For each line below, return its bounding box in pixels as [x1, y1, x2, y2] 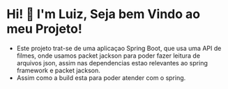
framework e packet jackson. [16, 66, 100, 74]
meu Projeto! [6, 21, 83, 37]
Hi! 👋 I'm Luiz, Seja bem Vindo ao [6, 6, 200, 22]
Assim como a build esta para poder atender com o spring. [16, 73, 186, 82]
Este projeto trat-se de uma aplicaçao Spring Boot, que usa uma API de [16, 44, 222, 52]
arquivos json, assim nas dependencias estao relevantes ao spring [16, 58, 208, 67]
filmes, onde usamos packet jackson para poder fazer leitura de [16, 51, 200, 60]
